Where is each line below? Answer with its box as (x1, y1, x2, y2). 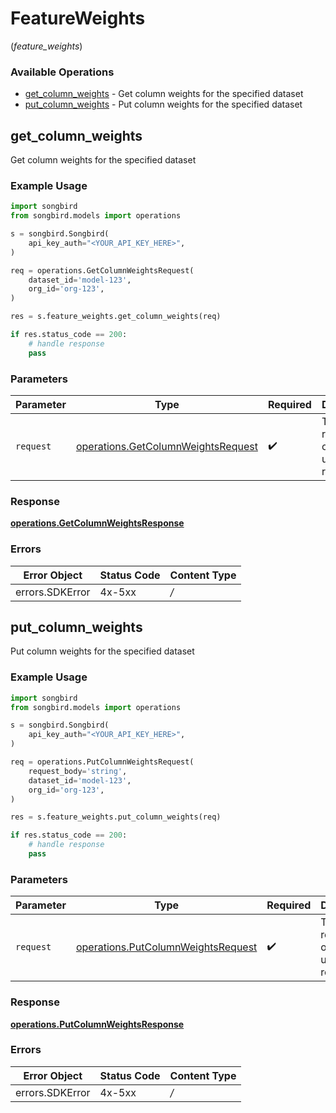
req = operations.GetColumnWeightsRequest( (10, 265, 195, 276)
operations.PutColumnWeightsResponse (10, 1018, 185, 1030)
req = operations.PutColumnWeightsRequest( (10, 757, 195, 767)
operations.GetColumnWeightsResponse (10, 517, 185, 529)
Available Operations (10, 65, 115, 79)
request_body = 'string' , (28, 766, 128, 776)
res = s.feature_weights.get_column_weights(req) (10, 312, 222, 322)
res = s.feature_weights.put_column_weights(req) (10, 812, 222, 822)
